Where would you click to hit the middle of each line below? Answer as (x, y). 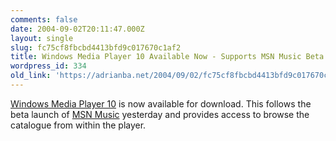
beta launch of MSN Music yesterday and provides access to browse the (160, 114)
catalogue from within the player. (78, 125)
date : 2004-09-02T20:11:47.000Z (77, 29)
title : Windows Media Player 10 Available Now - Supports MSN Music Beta (167, 57)
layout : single (42, 38)
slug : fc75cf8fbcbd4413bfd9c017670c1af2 (96, 47)
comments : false (44, 19)
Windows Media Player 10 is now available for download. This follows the (161, 103)
